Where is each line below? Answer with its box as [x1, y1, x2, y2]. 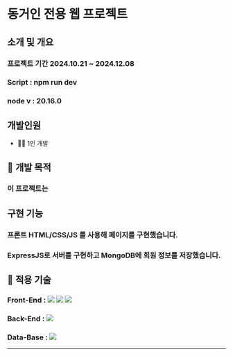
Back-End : [7, 314, 45, 323]
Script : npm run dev [7, 78, 78, 87]
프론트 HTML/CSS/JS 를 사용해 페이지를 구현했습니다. [7, 230, 178, 239]
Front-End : [7, 296, 46, 305]
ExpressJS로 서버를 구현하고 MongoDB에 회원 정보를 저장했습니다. [7, 251, 221, 260]
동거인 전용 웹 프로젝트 [7, 6, 128, 22]
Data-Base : [7, 332, 49, 342]
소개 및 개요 [7, 36, 54, 48]
